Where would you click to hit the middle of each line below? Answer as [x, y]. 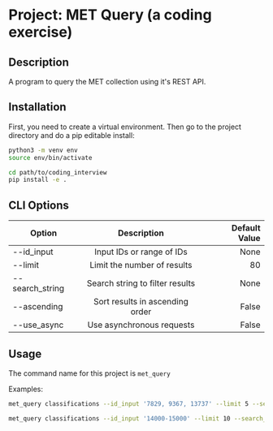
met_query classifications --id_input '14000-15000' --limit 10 [119, 418]
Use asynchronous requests [141, 325]
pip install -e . [38, 180]
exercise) [41, 32]
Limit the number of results [141, 265]
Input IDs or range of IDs [141, 252]
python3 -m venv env [43, 150]
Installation [37, 107]
